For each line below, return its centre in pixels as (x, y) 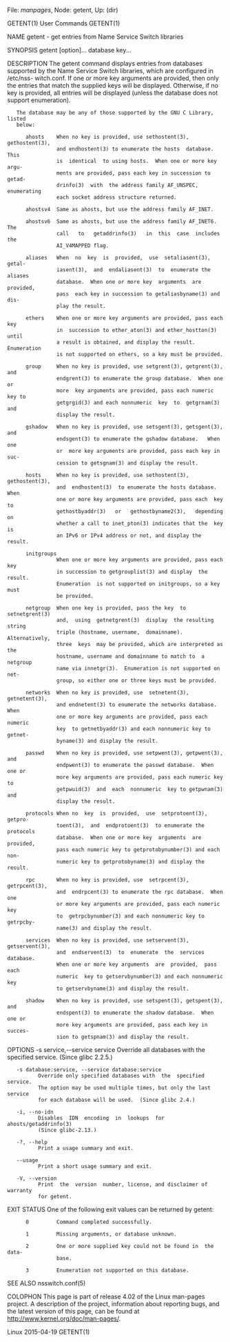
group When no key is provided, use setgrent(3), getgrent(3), (124, 367)
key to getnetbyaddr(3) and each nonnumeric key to (134, 729)
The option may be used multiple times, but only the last (124, 1088)
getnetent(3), (28, 699)
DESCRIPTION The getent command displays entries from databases (105, 64)
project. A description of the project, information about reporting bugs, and (113, 1304)
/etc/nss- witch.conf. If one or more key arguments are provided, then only (113, 78)
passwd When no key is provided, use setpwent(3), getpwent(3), (124, 753)
